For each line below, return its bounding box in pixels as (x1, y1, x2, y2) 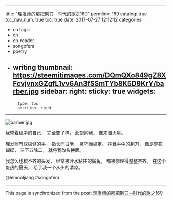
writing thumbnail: (12, 63, 73, 72)
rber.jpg (12, 87, 39, 96)
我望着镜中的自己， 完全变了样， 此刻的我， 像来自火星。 (5, 129, 126, 136)
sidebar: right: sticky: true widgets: (40, 87, 156, 96)
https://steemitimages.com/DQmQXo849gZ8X (12, 71, 166, 80)
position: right (17, 105, 52, 110)
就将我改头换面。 (48, 147, 84, 153)
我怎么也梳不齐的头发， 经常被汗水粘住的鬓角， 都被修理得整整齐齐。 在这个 (5, 157, 166, 164)
